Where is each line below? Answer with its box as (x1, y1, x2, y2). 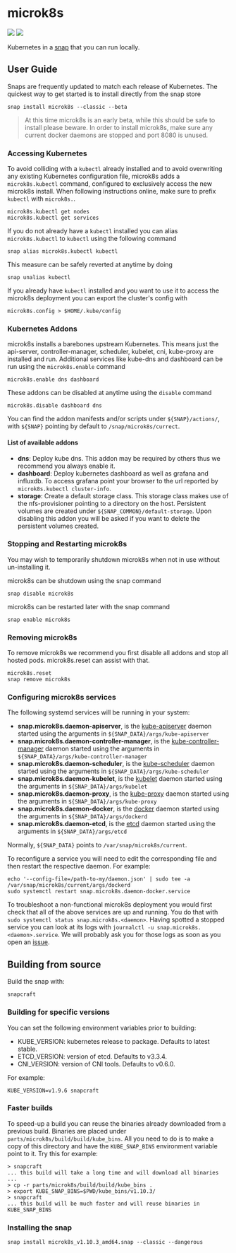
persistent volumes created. (17, 522, 99, 530)
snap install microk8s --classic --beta (7, 103, 128, 110)
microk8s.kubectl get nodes (7, 208, 90, 216)
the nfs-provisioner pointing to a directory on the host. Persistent (17, 499, 206, 507)
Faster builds (7, 1103, 53, 1113)
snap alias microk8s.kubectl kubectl (7, 248, 118, 255)
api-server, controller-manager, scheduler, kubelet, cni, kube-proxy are (7, 348, 213, 356)
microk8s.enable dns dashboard (7, 376, 99, 383)
